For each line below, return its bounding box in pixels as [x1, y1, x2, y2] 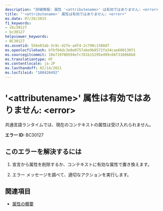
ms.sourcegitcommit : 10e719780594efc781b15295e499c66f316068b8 [5, 52, 136, 57]
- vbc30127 [5, 25, 27, 30]
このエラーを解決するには [5, 147, 81, 156]
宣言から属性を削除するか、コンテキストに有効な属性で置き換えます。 [12, 161, 152, 167]
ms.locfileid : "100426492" [5, 70, 60, 75]
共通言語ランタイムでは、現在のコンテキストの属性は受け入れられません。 [5, 122, 154, 128]
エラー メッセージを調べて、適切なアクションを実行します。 [12, 172, 132, 178]
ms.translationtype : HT [5, 57, 53, 62]
